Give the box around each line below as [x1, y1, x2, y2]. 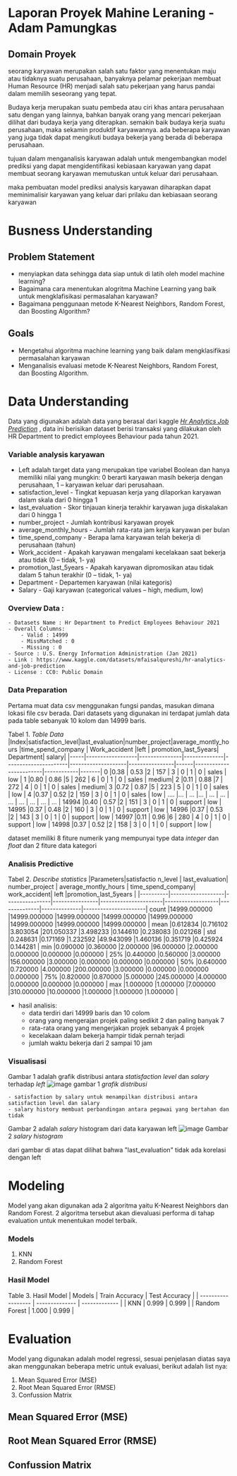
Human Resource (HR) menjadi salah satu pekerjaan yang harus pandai [8, 82, 215, 90]
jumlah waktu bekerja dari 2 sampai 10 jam [28, 1039, 152, 1047]
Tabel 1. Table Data [8, 730, 64, 738]
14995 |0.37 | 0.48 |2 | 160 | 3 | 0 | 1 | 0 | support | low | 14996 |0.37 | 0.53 [8, 805, 224, 813]
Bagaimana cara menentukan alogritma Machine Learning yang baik [18, 285, 217, 293]
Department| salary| [8, 752, 66, 761]
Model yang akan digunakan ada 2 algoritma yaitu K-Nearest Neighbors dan [8, 1201, 229, 1210]
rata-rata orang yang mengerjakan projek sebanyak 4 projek [28, 1023, 205, 1032]
